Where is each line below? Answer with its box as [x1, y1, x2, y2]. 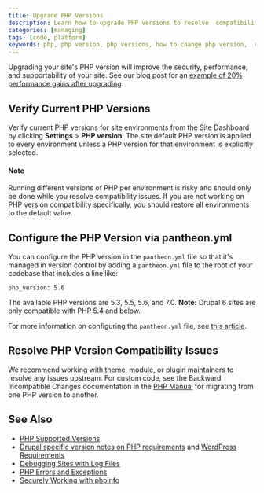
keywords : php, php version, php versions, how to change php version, [8, 41, 247, 49]
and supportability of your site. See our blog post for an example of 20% [8, 71, 244, 80]
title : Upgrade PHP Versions [8, 11, 104, 20]
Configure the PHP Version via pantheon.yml [8, 231, 233, 245]
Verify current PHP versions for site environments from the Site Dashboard [8, 123, 250, 132]
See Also [8, 413, 53, 426]
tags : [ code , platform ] [8, 33, 86, 42]
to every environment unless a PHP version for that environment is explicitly [8, 139, 254, 149]
